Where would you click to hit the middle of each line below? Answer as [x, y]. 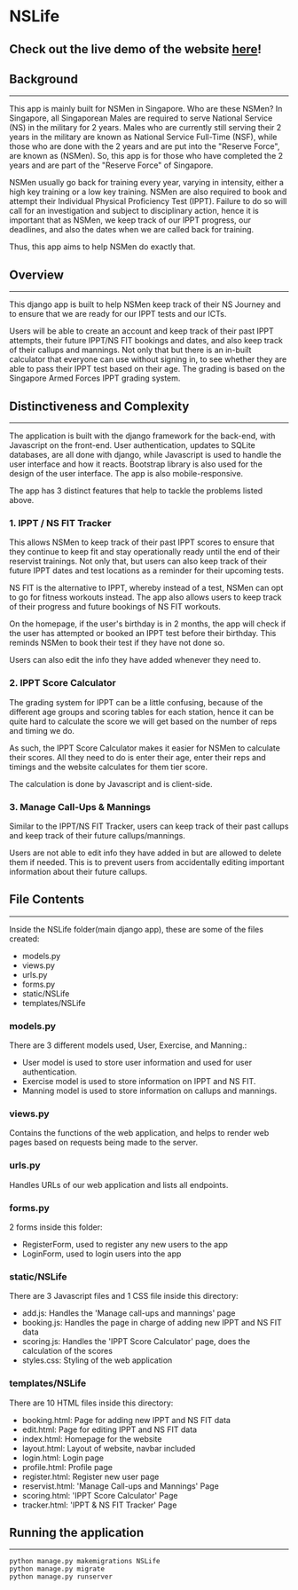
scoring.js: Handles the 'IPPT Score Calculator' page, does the [136, 1342]
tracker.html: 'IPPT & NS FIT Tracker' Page [99, 1505]
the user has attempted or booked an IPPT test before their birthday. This [143, 634]
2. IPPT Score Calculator [63, 683]
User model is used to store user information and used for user [137, 1063]
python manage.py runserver [61, 1577]
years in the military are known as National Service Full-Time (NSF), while [143, 137]
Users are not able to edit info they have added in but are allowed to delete [145, 853]
